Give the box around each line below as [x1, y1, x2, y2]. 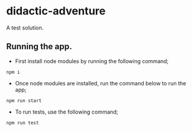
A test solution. [6, 24, 44, 31]
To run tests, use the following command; [14, 108, 118, 115]
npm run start [6, 97, 42, 103]
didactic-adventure [6, 4, 106, 18]
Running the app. [6, 41, 72, 52]
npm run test [6, 120, 39, 126]
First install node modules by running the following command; [14, 57, 169, 64]
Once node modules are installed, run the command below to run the [14, 79, 187, 87]
